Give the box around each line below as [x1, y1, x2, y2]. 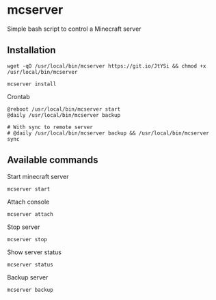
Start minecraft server [7, 172, 70, 180]
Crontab [7, 92, 31, 100]
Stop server [7, 223, 40, 231]
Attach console [7, 197, 50, 206]
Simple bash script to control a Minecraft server [7, 25, 141, 33]
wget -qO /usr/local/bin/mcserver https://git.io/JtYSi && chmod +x [7, 62, 206, 70]
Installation [7, 44, 56, 56]
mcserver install [7, 81, 57, 87]
